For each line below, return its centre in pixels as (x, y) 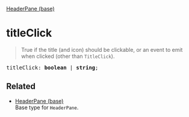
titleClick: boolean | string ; (52, 68)
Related (21, 87)
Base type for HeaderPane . (47, 107)
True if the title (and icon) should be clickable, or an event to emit (102, 49)
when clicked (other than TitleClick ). (68, 56)
